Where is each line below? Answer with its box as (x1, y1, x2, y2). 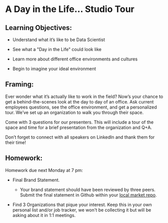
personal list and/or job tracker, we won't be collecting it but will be (12, 206, 151, 213)
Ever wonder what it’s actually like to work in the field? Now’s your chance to (5, 93, 163, 99)
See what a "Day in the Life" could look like (12, 46, 102, 52)
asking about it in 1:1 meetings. (12, 212, 76, 218)
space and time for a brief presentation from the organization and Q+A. (5, 124, 152, 130)
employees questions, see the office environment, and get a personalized (5, 104, 157, 110)
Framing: (5, 80, 34, 88)
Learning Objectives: (5, 23, 72, 32)
